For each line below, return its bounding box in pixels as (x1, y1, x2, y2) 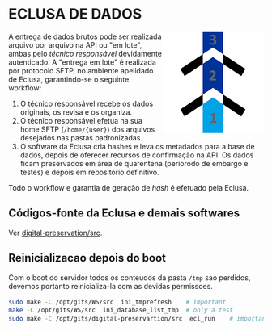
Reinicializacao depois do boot (8, 251, 167, 265)
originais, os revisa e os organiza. (19, 107, 132, 117)
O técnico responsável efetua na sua (19, 115, 143, 125)
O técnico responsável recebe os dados (19, 98, 154, 108)
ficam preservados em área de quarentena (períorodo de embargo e (19, 158, 249, 168)
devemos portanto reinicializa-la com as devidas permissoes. (8, 281, 213, 291)
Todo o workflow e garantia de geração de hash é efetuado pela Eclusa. (8, 182, 249, 192)
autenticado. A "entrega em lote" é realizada (8, 57, 156, 67)
